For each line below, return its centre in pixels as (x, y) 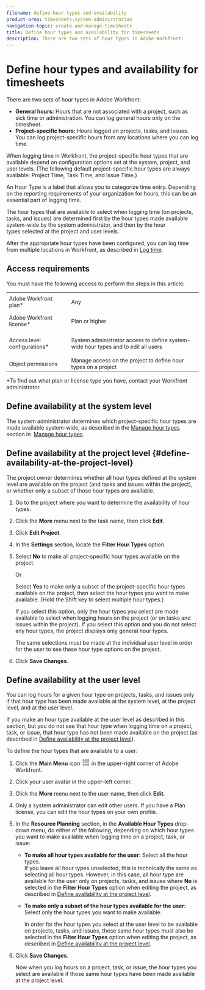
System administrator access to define (119, 340)
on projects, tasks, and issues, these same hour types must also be (109, 931)
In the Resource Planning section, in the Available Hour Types (94, 824)
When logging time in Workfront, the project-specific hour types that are (97, 156)
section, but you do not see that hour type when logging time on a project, (100, 726)
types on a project (94, 367)
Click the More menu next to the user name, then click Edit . (90, 794)
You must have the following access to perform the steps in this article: (95, 284)
